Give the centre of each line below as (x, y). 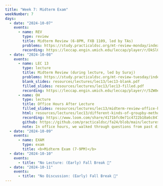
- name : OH (29, 95)
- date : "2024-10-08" (31, 54)
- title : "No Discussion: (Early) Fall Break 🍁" (68, 176)
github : (30, 122)
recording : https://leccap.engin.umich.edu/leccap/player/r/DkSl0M (92, 50)
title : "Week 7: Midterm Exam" (37, 9)
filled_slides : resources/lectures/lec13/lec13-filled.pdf (83, 86)
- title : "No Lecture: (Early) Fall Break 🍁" (65, 163)
